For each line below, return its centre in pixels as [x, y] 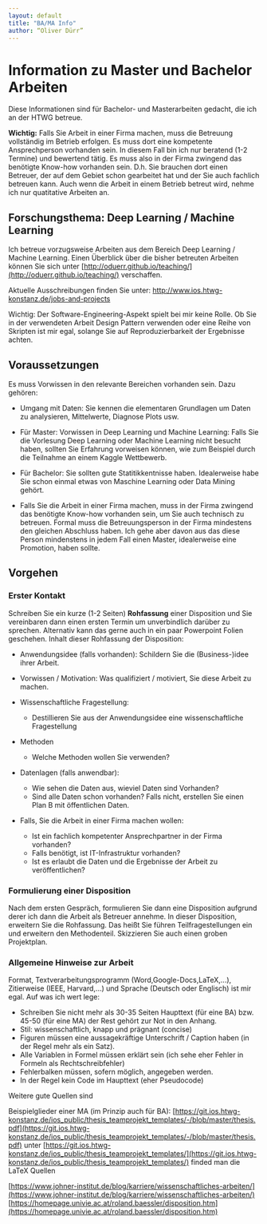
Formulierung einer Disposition [70, 890]
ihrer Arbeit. [39, 662]
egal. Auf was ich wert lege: [54, 997]
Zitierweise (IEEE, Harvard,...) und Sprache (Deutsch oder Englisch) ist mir [130, 988]
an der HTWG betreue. [45, 117]
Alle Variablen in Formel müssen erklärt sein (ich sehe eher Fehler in [132, 1055]
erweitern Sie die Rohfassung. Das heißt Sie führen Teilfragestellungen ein [130, 924]
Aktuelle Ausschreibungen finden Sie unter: [80, 290]
